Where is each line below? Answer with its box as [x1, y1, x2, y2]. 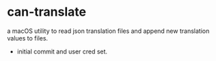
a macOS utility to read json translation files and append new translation [7, 27, 210, 35]
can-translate [7, 4, 87, 20]
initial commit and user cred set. [16, 47, 108, 56]
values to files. [7, 34, 49, 42]
